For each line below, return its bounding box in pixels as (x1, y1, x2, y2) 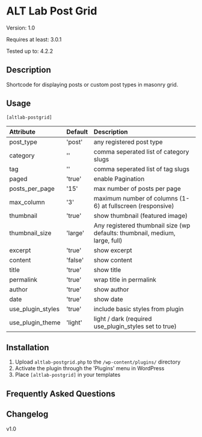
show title (93, 265, 121, 274)
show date (93, 295, 123, 303)
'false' (66, 256, 84, 264)
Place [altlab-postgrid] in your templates (14, 371, 121, 379)
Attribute (9, 128, 36, 136)
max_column (9, 197, 45, 206)
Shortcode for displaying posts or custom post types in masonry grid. (6, 81, 179, 88)
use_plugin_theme (9, 318, 61, 326)
